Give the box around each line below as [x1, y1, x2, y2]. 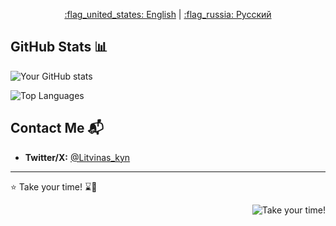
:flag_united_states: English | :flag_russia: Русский [64, 9, 272, 20]
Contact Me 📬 [10, 120, 104, 137]
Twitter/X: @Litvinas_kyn [24, 151, 131, 163]
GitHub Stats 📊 [10, 39, 108, 56]
